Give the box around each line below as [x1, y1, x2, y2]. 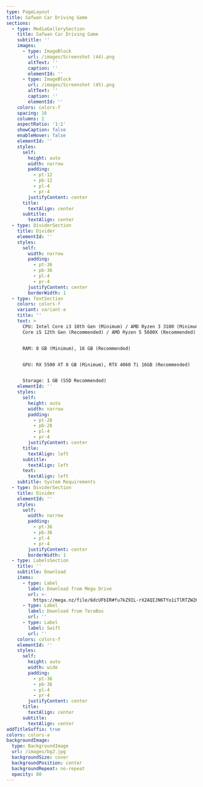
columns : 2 [17, 115, 45, 121]
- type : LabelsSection [11, 557, 69, 564]
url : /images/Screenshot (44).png [28, 54, 115, 60]
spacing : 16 [17, 110, 47, 116]
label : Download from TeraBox [28, 608, 104, 614]
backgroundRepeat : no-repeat [11, 765, 85, 771]
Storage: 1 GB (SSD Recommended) [22, 378, 107, 384]
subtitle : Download [17, 569, 66, 575]
